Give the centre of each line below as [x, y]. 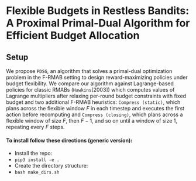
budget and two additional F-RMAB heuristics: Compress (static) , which [93, 102]
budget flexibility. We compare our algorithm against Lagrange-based [90, 83]
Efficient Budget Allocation [73, 36]
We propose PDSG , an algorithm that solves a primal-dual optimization [89, 71]
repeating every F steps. [35, 127]
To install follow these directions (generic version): [69, 140]
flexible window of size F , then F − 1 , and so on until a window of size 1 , [92, 121]
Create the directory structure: [51, 166]
